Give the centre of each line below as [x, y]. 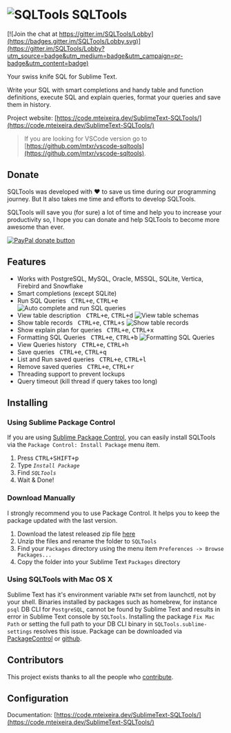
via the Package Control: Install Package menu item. [84, 445]
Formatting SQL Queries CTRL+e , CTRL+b [77, 337]
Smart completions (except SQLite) [67, 293]
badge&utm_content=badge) [48, 63]
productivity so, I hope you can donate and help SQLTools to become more [113, 219]
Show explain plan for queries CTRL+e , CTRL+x [86, 330]
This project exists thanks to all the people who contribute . [90, 676]
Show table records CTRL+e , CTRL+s [71, 322]
